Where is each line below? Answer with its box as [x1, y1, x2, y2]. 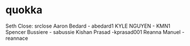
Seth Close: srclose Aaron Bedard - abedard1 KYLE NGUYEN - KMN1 [5, 22, 170, 29]
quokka [5, 3, 43, 17]
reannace [5, 34, 29, 41]
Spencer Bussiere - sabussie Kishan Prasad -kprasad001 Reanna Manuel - [5, 28, 185, 35]
